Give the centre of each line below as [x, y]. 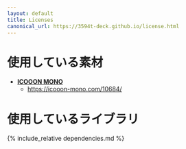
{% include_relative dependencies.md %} [66, 139]
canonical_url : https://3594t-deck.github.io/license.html [93, 26]
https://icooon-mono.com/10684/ [74, 89]
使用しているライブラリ [73, 119]
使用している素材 [55, 62]
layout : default [30, 13]
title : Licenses [30, 20]
